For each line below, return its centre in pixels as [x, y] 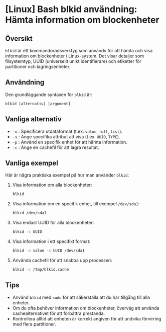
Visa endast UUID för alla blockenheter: [53, 223]
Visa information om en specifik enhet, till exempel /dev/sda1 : [76, 204]
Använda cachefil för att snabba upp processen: [62, 260]
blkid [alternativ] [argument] [38, 104]
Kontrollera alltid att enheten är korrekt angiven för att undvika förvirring [87, 318]
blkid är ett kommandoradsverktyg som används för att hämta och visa [79, 51]
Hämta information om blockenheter [82, 20]
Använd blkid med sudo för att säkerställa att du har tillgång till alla [81, 297]
